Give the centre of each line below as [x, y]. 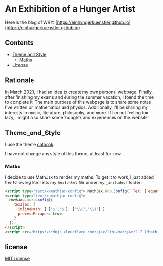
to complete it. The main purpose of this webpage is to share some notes [78, 102]
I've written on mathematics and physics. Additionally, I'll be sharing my [76, 107]
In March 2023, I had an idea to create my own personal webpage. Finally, [79, 92]
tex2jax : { [25, 205]
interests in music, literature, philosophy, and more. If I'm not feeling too [77, 112]
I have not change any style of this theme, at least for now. [64, 154]
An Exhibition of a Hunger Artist [70, 9]
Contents [19, 43]
